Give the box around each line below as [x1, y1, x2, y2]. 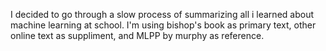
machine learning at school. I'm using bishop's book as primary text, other [10, 19, 317, 31]
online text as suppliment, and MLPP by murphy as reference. [10, 30, 265, 41]
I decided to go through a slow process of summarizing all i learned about [10, 9, 314, 20]
